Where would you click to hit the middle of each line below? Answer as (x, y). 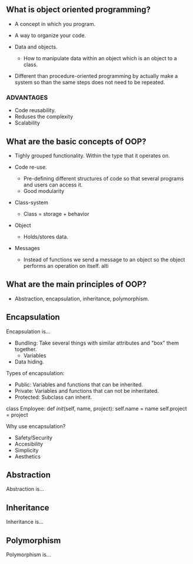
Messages (27, 248)
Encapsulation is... (28, 331)
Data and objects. (36, 47)
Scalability (27, 123)
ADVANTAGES (27, 97)
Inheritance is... (25, 522)
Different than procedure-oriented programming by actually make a (96, 76)
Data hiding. (29, 362)
